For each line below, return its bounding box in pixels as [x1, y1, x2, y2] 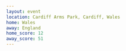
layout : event [6, 8, 41, 15]
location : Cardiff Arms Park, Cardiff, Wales [6, 14, 120, 20]
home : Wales [6, 19, 35, 25]
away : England [6, 25, 41, 31]
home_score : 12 [6, 30, 44, 36]
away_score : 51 [6, 36, 44, 42]
